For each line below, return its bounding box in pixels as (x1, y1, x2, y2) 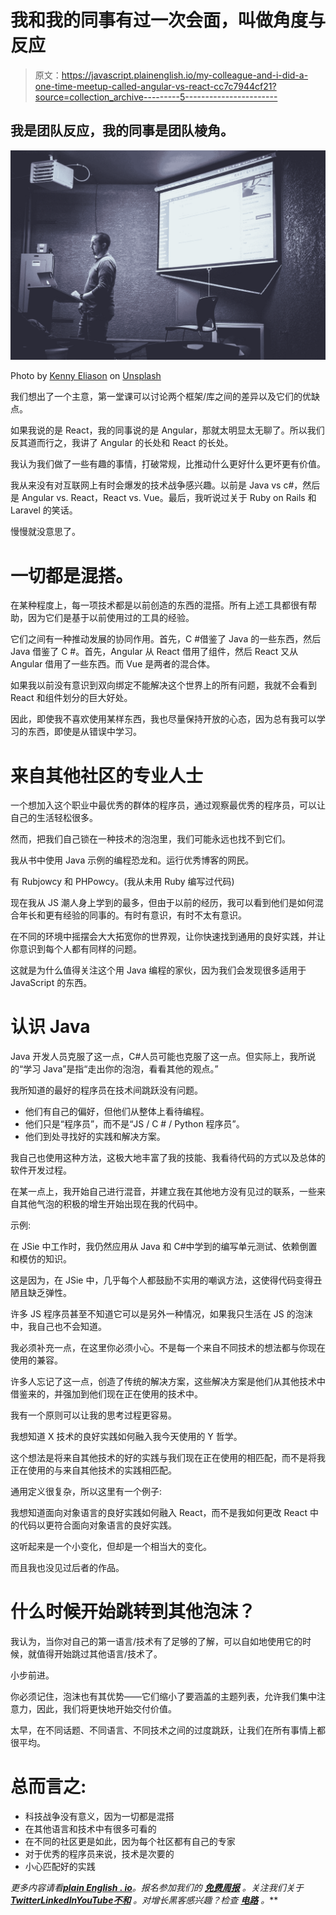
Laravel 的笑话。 (10, 504, 78, 516)
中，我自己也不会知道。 (10, 1321, 107, 1333)
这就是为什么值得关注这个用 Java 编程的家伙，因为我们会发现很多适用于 (10, 964, 307, 976)
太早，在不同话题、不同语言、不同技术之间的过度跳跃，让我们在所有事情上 (10, 1724, 317, 1736)
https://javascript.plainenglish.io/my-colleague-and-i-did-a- (61, 69, 309, 81)
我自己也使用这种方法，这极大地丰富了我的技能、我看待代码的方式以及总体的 (10, 1152, 326, 1164)
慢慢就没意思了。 (10, 526, 81, 538)
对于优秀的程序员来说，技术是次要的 (24, 1848, 175, 1860)
